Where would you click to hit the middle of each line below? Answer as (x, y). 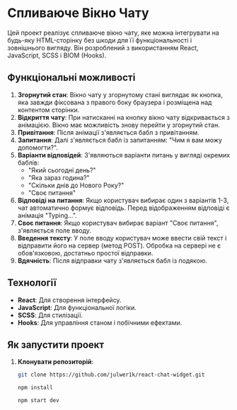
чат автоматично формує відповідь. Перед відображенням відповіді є (123, 208)
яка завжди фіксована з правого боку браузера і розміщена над (115, 102)
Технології (32, 283)
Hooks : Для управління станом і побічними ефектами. (100, 322)
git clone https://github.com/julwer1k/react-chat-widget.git (111, 375)
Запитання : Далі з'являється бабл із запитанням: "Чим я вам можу (120, 140)
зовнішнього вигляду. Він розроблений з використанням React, (103, 48)
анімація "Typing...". (47, 215)
